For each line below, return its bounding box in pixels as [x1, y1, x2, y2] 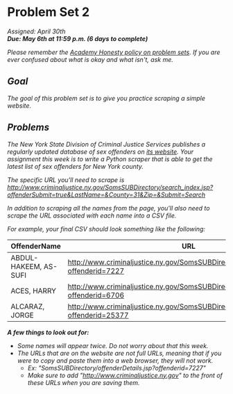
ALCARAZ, [10, 302, 45, 311]
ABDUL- [10, 253, 39, 263]
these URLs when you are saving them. [27, 378, 140, 386]
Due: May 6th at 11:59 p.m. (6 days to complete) [7, 34, 148, 42]
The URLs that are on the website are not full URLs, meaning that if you [17, 349, 222, 357]
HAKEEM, [10, 261, 42, 271]
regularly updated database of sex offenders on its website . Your [7, 147, 194, 156]
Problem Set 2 [7, 4, 90, 20]
